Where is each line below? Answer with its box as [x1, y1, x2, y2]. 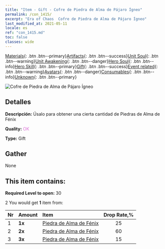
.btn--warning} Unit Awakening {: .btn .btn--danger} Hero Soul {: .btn [5, 58, 141, 64]
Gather [5, 149, 27, 158]
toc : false [5, 35, 28, 40]
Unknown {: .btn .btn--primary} [14, 74, 77, 80]
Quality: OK [5, 125, 30, 131]
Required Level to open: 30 [5, 190, 62, 196]
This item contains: [5, 177, 66, 185]
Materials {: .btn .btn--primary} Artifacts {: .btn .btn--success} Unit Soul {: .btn [5, 53, 159, 59]
